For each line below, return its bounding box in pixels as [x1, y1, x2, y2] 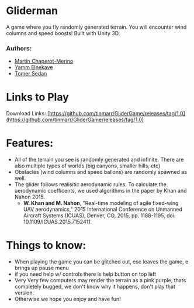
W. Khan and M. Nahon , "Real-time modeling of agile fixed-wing [23, 200, 179, 207]
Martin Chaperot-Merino [14, 57, 74, 65]
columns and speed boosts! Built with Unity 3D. [6, 29, 120, 36]
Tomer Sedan [14, 70, 47, 77]
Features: [6, 136, 54, 150]
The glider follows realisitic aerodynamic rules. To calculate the [14, 181, 167, 188]
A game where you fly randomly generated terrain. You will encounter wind [6, 23, 187, 30]
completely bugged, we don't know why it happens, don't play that [14, 283, 175, 290]
